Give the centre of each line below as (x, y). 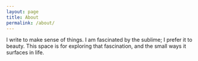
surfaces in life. (25, 53)
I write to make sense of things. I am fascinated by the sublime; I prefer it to (99, 40)
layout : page (22, 12)
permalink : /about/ (31, 23)
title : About (22, 17)
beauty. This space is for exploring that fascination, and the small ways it (96, 46)
